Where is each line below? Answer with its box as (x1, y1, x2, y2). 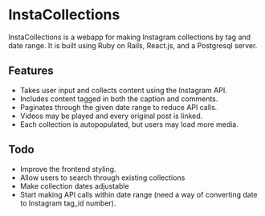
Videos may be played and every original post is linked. (19, 111, 203, 120)
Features (8, 64, 54, 78)
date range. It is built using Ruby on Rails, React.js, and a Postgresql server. (8, 40, 258, 50)
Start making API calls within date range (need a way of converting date (19, 190, 259, 199)
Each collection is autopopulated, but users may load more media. (19, 119, 239, 129)
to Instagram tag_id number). (19, 198, 116, 208)
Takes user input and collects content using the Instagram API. (19, 85, 227, 95)
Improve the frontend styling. (19, 164, 116, 173)
